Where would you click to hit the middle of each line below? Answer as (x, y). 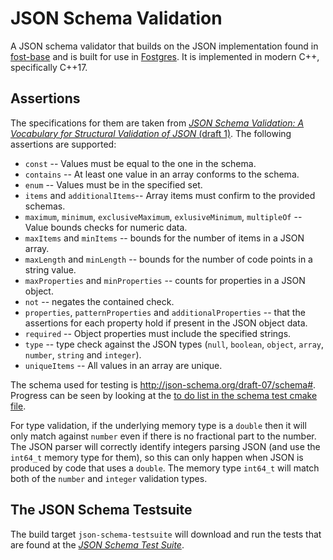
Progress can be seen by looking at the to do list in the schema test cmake (164, 395)
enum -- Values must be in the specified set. (113, 184)
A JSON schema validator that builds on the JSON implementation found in (164, 46)
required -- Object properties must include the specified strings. (158, 333)
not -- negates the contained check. (99, 301)
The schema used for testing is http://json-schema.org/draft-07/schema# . (163, 384)
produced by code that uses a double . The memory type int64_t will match (165, 468)
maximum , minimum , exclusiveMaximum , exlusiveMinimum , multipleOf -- (163, 216)
